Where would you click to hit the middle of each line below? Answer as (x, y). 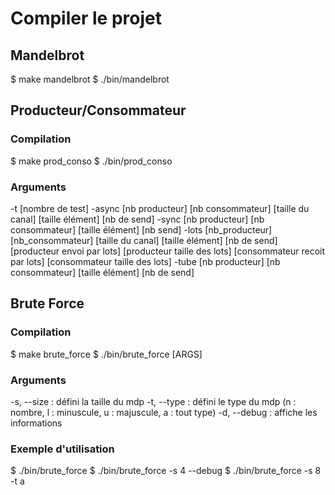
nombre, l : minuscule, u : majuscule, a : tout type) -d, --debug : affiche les (164, 412)
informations (36, 423)
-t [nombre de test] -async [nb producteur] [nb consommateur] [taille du (160, 208)
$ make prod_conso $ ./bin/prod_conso (91, 161)
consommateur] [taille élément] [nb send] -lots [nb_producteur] (141, 229)
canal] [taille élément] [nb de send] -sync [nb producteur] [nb (137, 219)
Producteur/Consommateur (98, 110)
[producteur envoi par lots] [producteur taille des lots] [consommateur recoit (168, 251)
